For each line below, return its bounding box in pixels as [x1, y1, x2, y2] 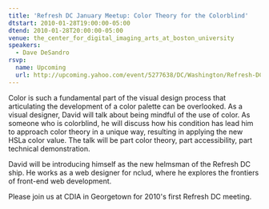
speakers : [8, 41, 42, 49]
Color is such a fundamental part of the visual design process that [8, 93, 227, 102]
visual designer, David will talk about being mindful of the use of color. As [8, 109, 251, 120]
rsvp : [8, 57, 26, 65]
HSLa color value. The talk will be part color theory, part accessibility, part [8, 135, 253, 144]
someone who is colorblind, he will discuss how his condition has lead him [8, 118, 254, 128]
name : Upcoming [15, 64, 66, 72]
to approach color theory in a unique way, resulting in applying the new [8, 127, 243, 136]
